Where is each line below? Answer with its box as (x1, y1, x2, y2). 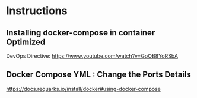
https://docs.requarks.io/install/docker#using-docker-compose (6, 85, 161, 92)
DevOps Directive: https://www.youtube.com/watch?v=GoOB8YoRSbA (6, 53, 179, 60)
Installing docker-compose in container (6, 28, 155, 38)
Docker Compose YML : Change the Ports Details (6, 70, 192, 80)
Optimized (6, 37, 46, 47)
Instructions (6, 4, 68, 18)
